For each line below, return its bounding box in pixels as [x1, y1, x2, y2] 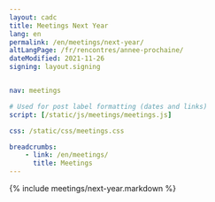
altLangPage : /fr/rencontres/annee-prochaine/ [9, 46, 184, 55]
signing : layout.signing [9, 63, 101, 72]
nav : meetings [9, 86, 62, 95]
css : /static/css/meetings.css [9, 126, 125, 136]
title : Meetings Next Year [9, 21, 109, 30]
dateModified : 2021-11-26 [9, 54, 104, 63]
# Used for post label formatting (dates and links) [9, 102, 208, 111]
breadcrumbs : [9, 143, 58, 151]
